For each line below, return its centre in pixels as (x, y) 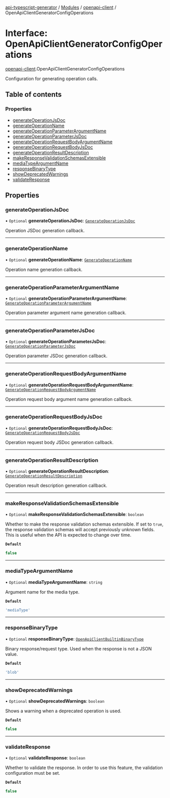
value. (12, 654)
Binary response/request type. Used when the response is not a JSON (78, 648)
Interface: (27, 33)
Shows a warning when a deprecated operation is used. (63, 711)
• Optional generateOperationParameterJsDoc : (56, 341)
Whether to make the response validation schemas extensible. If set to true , (84, 524)
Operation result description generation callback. (56, 485)
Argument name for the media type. (42, 592)
